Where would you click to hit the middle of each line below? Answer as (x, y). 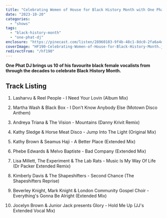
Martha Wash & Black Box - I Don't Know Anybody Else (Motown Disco (85, 108)
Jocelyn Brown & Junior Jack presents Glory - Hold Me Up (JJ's (78, 206)
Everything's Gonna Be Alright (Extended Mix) (60, 196)
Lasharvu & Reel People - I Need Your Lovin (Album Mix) (70, 98)
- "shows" (20, 24)
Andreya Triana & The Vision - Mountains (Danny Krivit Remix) (76, 122)
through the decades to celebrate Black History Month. (63, 70)
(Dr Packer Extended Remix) (42, 166)
